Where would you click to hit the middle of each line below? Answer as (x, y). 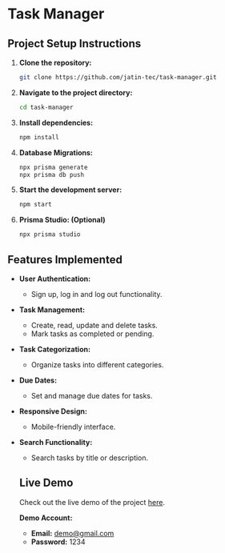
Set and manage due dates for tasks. (92, 395)
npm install (39, 137)
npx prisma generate (53, 167)
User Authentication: (55, 279)
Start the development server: (70, 190)
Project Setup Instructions (74, 44)
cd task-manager (46, 107)
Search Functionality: (56, 442)
